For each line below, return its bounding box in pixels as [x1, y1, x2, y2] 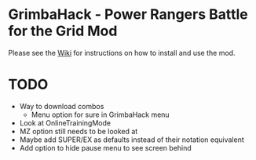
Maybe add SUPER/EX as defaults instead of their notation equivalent [19, 135, 245, 144]
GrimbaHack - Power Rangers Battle [8, 5, 249, 24]
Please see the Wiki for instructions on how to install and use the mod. [8, 48, 236, 57]
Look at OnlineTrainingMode [19, 118, 112, 127]
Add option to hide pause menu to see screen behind [19, 143, 192, 152]
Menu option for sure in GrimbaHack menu [31, 110, 170, 119]
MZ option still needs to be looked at [19, 126, 138, 136]
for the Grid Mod [8, 22, 118, 40]
